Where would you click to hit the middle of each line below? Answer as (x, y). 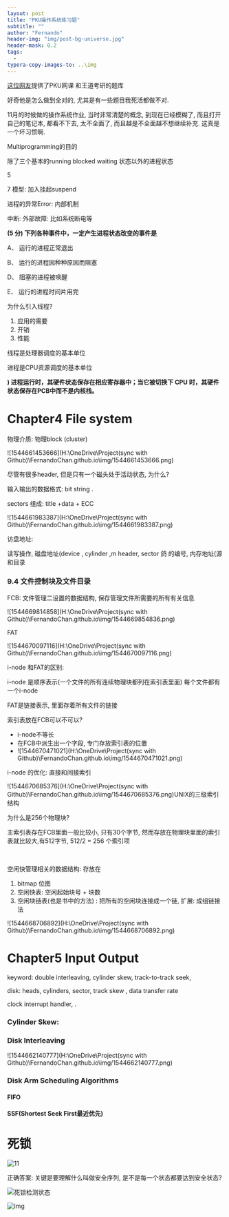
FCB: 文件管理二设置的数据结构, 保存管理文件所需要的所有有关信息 (101, 597)
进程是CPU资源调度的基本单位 (50, 367)
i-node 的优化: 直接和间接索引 (49, 772)
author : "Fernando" (35, 33)
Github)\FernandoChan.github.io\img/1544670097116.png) (89, 653)
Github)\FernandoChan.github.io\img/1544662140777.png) (90, 1063)
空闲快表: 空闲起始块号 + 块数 (59, 892)
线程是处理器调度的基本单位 (46, 353)
